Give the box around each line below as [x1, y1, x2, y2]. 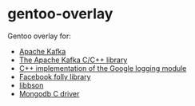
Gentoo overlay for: [7, 31, 71, 41]
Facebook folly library [18, 72, 91, 81]
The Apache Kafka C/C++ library [18, 55, 128, 65]
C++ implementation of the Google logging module [18, 63, 187, 73]
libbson [18, 80, 44, 90]
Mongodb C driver [18, 88, 80, 98]
